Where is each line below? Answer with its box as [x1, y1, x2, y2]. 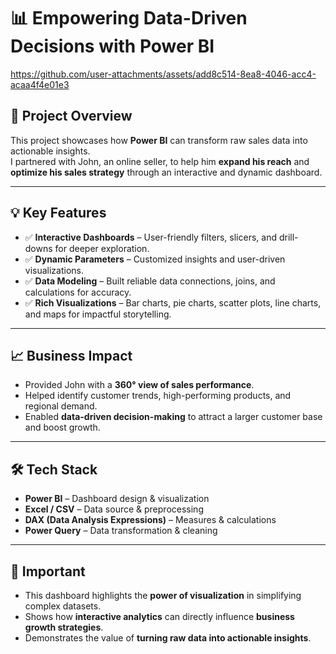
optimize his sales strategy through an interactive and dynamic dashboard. [10, 166, 323, 178]
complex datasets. [24, 600, 102, 612]
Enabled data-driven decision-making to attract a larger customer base [24, 411, 323, 423]
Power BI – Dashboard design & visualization [24, 493, 210, 505]
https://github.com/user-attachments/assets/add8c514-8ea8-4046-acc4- [10, 68, 317, 80]
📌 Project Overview [10, 108, 133, 125]
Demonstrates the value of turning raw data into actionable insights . [24, 632, 312, 644]
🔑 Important [10, 563, 86, 580]
